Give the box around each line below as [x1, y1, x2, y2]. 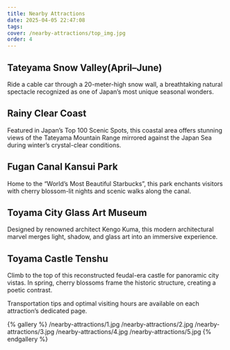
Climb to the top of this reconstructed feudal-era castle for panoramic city [7, 272, 220, 280]
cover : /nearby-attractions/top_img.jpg [7, 29, 126, 37]
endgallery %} [7, 335, 49, 344]
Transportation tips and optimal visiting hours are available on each [7, 299, 199, 308]
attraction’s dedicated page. [7, 307, 88, 315]
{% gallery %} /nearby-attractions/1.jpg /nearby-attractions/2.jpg [7, 320, 193, 328]
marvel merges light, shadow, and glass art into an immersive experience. [7, 233, 218, 241]
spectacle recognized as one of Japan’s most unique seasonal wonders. [7, 87, 214, 96]
